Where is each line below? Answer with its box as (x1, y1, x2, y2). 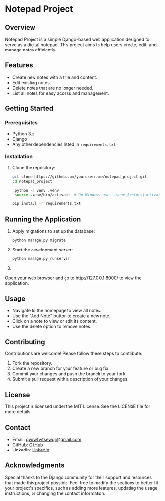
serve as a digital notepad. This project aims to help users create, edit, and (5, 42, 157, 48)
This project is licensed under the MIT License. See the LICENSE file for (5, 403, 151, 409)
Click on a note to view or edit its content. (12, 318, 97, 324)
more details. (5, 409, 32, 415)
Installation (5, 153, 33, 160)
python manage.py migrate (12, 238, 66, 243)
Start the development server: (12, 247, 73, 252)
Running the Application (5, 215, 81, 223)
